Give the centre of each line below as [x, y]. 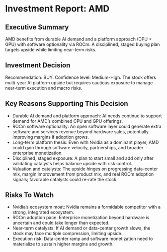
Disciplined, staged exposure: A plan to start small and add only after [83, 158]
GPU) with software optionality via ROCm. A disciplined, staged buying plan [83, 44]
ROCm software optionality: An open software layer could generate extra [87, 126]
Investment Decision [38, 65]
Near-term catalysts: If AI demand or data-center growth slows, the [81, 228]
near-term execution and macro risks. [44, 88]
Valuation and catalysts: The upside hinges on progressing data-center [85, 169]
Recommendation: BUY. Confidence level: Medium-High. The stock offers [81, 77]
